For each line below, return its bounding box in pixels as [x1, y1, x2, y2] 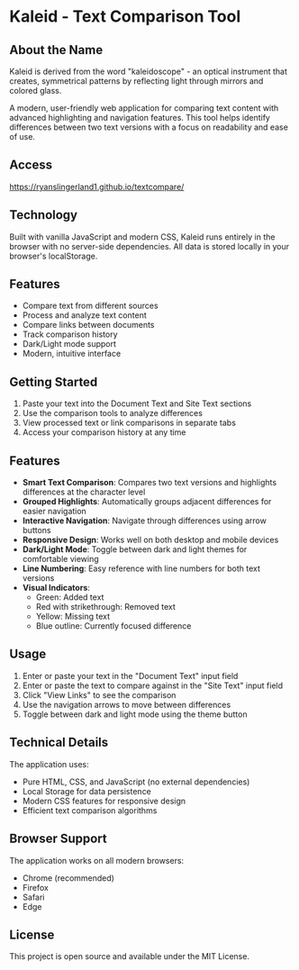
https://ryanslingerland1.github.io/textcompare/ [9, 181, 185, 192]
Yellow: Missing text [35, 611, 111, 622]
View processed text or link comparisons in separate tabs [22, 417, 237, 429]
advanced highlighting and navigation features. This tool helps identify [9, 113, 270, 122]
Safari [22, 892, 45, 902]
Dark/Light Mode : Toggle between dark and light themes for [22, 544, 248, 555]
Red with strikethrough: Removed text [35, 602, 176, 612]
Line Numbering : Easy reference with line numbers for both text [22, 563, 261, 574]
